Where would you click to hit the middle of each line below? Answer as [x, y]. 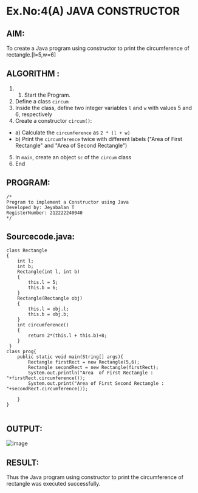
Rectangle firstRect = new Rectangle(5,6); [84, 362]
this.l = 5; [43, 283]
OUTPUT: [24, 429]
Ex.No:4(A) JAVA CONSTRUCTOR [93, 11]
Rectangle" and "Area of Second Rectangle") [71, 145]
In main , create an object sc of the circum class [73, 157]
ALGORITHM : [33, 74]
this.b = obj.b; [49, 314]
